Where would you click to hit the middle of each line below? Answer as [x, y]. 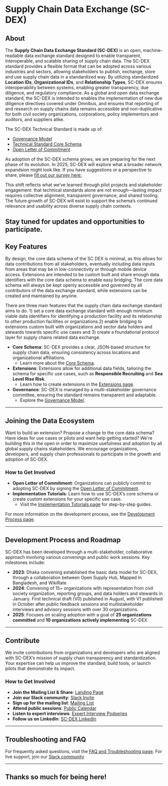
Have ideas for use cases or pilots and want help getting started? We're [79, 438]
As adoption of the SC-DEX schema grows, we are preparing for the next [80, 159]
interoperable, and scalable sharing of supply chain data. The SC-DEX [77, 61]
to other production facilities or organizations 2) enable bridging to [74, 322]
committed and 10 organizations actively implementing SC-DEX [80, 620]
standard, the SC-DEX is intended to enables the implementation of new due [84, 98]
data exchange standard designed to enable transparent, [83, 56]
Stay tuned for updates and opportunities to [75, 222]
